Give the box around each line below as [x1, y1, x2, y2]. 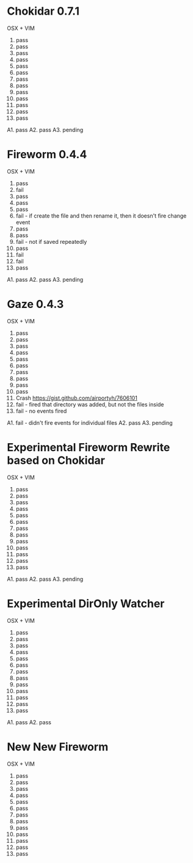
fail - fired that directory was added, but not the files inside [15, 400, 164, 408]
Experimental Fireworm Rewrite [7, 441, 170, 454]
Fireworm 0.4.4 [7, 148, 87, 161]
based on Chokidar [7, 454, 106, 467]
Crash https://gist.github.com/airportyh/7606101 [15, 394, 138, 402]
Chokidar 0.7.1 [7, 4, 80, 18]
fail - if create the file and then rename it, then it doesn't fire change [15, 212, 187, 219]
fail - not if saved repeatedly [15, 238, 87, 245]
